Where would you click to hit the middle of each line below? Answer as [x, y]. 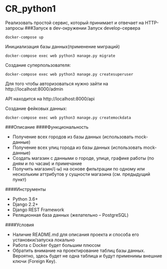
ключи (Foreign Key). [34, 261]
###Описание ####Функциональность [47, 127]
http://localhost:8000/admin [34, 89]
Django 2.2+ [25, 204]
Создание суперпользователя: [38, 65]
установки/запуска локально [44, 240]
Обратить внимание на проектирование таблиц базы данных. [79, 250]
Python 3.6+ [25, 199]
